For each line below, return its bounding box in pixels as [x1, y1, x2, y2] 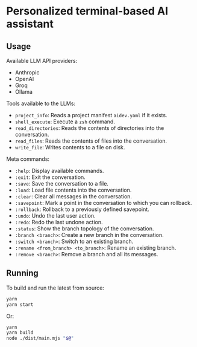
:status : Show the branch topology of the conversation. [14, 225, 154, 232]
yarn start [6, 301, 34, 308]
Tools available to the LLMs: [6, 100, 76, 107]
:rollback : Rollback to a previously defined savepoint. [14, 206, 149, 213]
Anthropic [14, 69, 40, 76]
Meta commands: [6, 155, 50, 163]
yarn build [6, 329, 34, 336]
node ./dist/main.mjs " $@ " [6, 336, 74, 342]
